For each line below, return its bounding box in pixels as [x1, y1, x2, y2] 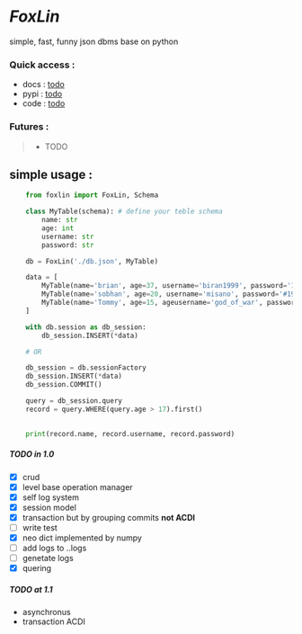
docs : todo [22, 79, 65, 90]
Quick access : [9, 58, 75, 71]
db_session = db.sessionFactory [25, 363, 147, 372]
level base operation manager [22, 481, 133, 492]
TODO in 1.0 [9, 449, 55, 460]
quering [22, 563, 52, 574]
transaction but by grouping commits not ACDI [22, 512, 196, 522]
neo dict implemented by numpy [22, 532, 142, 543]
